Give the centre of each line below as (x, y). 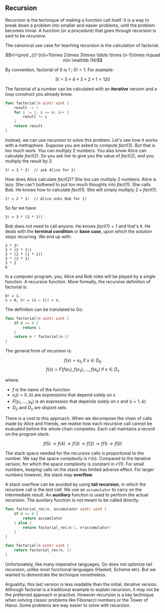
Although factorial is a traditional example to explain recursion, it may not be (82, 589)
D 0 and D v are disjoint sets (39, 408)
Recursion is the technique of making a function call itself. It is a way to (77, 20)
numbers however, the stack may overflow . (49, 475)
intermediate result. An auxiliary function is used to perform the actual (77, 495)
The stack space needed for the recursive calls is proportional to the (75, 453)
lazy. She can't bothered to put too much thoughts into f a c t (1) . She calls (78, 184)
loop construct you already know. (39, 94)
